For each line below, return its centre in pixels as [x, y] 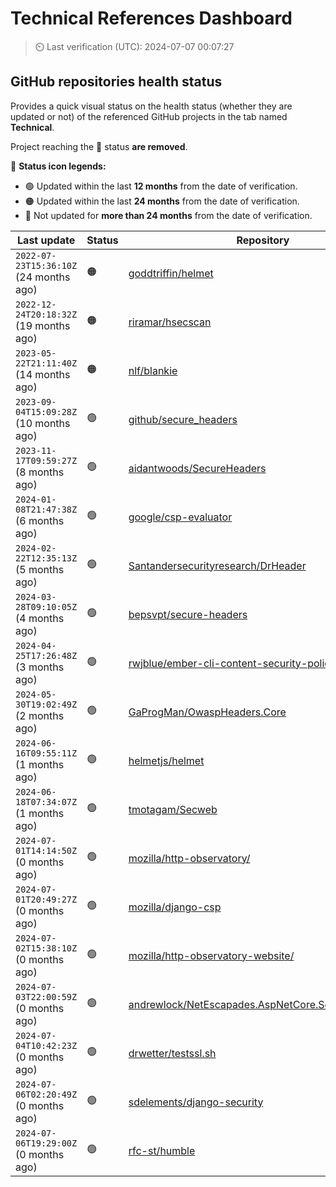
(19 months [43, 325]
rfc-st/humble [162, 1150]
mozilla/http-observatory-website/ [211, 955]
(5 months [40, 569]
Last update [46, 240]
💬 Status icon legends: [58, 166]
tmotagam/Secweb [173, 809]
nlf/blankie [153, 370]
